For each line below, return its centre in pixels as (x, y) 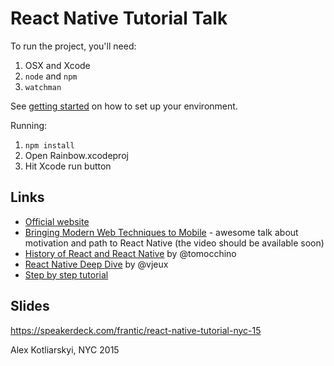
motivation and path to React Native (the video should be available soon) (174, 243)
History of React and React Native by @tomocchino (130, 253)
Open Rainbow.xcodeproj (76, 155)
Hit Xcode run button (68, 166)
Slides (30, 306)
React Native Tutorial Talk (119, 18)
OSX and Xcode (57, 65)
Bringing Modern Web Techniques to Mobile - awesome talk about (161, 232)
